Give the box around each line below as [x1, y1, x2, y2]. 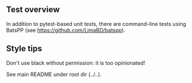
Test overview [6, 5, 60, 15]
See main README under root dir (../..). [6, 71, 102, 78]
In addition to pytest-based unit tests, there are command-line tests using [6, 20, 186, 27]
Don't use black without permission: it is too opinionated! [6, 59, 146, 67]
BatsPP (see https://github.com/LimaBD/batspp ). [6, 26, 126, 34]
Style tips [6, 44, 43, 54]
